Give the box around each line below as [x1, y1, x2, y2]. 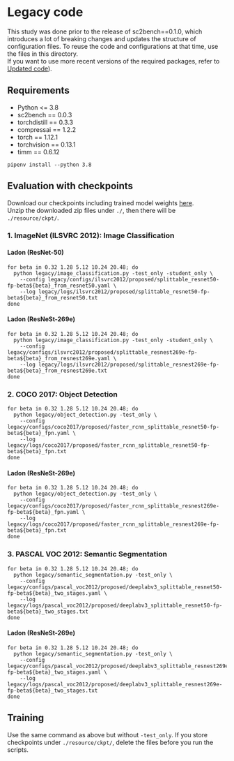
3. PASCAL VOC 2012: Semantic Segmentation [7, 549, 167, 559]
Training [7, 712, 45, 724]
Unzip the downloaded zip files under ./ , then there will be [7, 206, 176, 214]
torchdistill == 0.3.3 [17, 118, 74, 126]
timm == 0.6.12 [17, 147, 61, 156]
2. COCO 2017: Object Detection [7, 389, 118, 399]
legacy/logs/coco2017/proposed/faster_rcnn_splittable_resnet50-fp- [7, 442, 210, 449]
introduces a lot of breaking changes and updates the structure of [7, 34, 196, 43]
